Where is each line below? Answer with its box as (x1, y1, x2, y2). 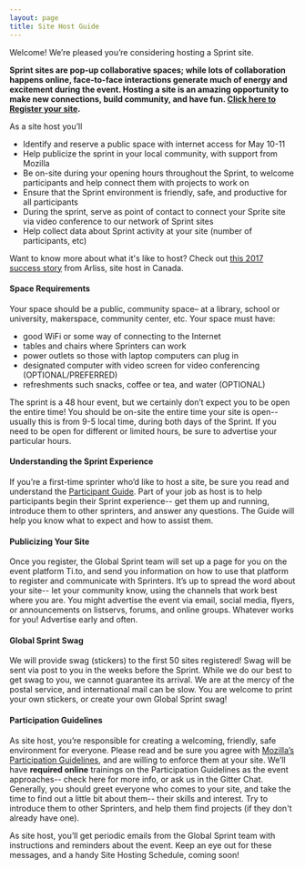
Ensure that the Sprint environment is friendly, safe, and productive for (22, 187, 288, 197)
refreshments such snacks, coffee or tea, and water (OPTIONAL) (22, 379, 266, 389)
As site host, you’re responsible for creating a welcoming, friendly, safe (9, 734, 277, 746)
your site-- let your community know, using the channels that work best (9, 585, 278, 596)
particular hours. (9, 435, 72, 446)
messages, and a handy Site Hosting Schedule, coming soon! (9, 849, 239, 860)
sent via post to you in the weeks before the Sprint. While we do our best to (9, 665, 293, 676)
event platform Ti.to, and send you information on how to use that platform (9, 566, 289, 577)
